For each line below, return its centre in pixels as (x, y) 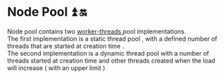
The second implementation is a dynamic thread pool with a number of (108, 53)
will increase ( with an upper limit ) (56, 68)
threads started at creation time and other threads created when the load (111, 60)
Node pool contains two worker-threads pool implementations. (97, 31)
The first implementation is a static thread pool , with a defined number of (112, 38)
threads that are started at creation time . (66, 46)
